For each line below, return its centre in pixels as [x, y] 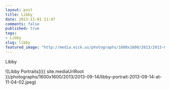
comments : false [22, 24]
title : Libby [19, 15]
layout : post [19, 10]
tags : [11, 33]
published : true [22, 29]
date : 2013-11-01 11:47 [30, 19]
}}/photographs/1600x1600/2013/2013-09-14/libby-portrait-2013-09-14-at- [83, 76]
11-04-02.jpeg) [21, 82]
